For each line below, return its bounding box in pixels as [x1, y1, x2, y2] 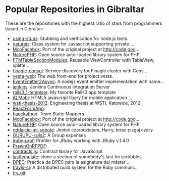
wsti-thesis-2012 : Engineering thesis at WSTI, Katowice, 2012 [12, 100, 141, 106]
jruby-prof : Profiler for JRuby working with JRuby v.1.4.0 [12, 138, 130, 144]
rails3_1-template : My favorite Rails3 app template [12, 89, 116, 95]
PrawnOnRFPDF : [12, 143, 48, 149]
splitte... [12, 62, 29, 68]
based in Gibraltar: [5, 25, 44, 31]
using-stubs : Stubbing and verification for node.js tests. [12, 35, 129, 41]
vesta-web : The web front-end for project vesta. [12, 73, 114, 79]
